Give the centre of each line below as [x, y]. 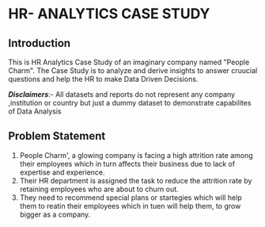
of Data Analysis [35, 111]
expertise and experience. [62, 172]
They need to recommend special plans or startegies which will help [131, 197]
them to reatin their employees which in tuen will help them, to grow [130, 206]
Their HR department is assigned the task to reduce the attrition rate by [136, 180]
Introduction [40, 43]
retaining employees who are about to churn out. [99, 189]
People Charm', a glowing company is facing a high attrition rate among [136, 155]
